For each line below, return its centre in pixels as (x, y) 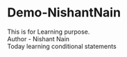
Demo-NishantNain (64, 13)
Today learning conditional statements (62, 46)
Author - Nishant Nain (39, 38)
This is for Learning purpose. (49, 32)
